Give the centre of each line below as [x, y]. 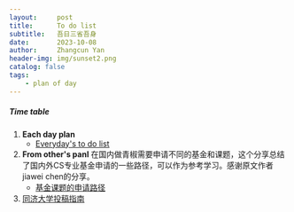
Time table [30, 112]
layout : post [41, 17]
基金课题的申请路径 [70, 187]
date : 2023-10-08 [53, 42]
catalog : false [37, 67]
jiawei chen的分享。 [58, 176]
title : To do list [53, 26]
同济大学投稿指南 [53, 198]
